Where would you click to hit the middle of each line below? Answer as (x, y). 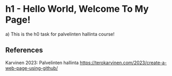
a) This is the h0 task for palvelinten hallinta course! (60, 34)
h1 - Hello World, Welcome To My (77, 9)
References (24, 50)
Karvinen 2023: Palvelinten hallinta (42, 63)
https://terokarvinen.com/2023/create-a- (123, 63)
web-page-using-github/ (32, 68)
